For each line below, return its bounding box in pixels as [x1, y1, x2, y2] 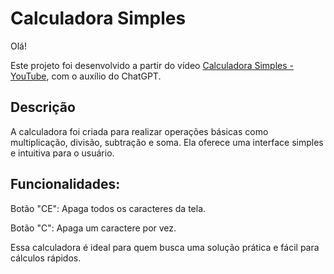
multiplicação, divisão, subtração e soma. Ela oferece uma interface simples [10, 136, 324, 148]
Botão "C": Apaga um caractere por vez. [10, 222, 177, 234]
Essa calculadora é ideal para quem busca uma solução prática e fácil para [10, 241, 320, 253]
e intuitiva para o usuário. [10, 147, 115, 159]
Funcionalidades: [10, 176, 121, 193]
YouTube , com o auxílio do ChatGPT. [10, 70, 162, 82]
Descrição [10, 99, 76, 116]
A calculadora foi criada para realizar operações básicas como [10, 125, 269, 137]
